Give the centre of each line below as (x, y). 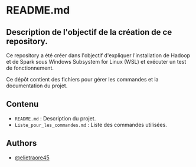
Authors (22, 143)
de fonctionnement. (30, 68)
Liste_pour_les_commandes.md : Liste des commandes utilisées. (91, 125)
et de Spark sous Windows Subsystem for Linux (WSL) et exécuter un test (96, 62)
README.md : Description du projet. (55, 118)
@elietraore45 (32, 158)
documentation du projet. (37, 86)
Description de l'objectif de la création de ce (89, 32)
